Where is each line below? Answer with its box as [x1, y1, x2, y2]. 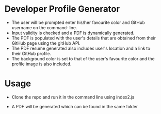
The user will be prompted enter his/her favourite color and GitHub [11, 19, 145, 25]
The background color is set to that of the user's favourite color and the [11, 56, 155, 61]
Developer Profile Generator [4, 3, 120, 15]
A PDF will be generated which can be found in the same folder [11, 103, 138, 109]
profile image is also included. [11, 61, 72, 67]
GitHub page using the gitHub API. [11, 40, 80, 46]
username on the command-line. [11, 24, 77, 30]
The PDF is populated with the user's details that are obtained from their [11, 35, 156, 41]
